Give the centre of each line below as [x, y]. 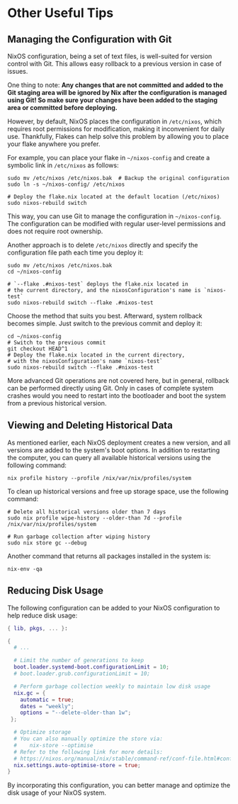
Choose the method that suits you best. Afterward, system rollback [105, 316]
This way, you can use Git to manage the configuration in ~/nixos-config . [114, 216]
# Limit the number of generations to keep [79, 661]
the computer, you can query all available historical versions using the [109, 457]
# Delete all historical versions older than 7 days [87, 512]
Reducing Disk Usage [56, 591]
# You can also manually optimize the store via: [88, 739]
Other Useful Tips [61, 13]
